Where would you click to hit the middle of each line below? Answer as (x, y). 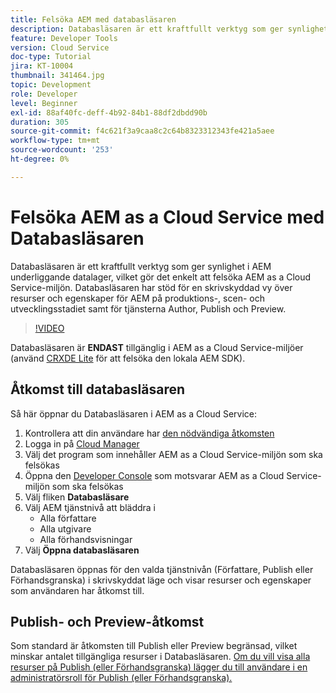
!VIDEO (49, 328)
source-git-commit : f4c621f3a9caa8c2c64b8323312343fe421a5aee (142, 131)
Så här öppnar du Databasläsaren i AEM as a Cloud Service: (134, 413)
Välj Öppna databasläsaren (82, 550)
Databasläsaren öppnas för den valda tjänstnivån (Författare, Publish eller (162, 569)
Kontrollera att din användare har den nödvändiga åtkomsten (149, 433)
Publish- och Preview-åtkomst (107, 621)
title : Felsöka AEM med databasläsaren (93, 19)
